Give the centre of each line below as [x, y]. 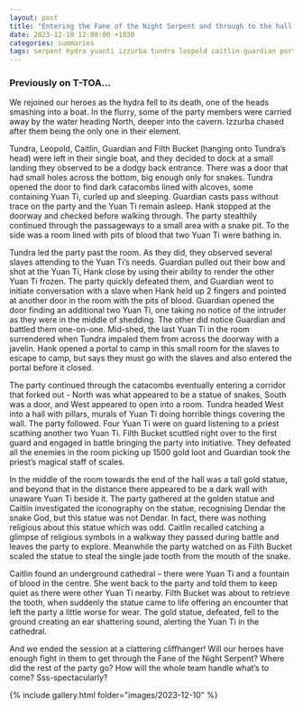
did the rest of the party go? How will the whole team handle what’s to [139, 668]
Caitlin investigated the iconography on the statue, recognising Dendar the [147, 508]
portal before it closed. [52, 368]
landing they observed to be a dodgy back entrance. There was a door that [149, 168]
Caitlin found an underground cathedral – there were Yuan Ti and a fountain [150, 574]
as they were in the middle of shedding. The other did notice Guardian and [147, 320]
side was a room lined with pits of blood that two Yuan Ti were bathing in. [146, 235]
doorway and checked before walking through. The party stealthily [133, 216]
